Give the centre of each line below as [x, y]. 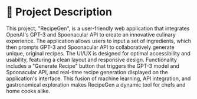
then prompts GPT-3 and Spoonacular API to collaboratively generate [91, 47]
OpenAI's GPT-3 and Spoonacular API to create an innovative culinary [91, 34]
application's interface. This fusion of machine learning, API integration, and [98, 78]
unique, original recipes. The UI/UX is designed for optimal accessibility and [98, 53]
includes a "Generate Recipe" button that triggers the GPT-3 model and [93, 66]
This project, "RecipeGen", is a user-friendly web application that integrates [98, 28]
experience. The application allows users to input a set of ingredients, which [99, 41]
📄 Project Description [59, 12]
